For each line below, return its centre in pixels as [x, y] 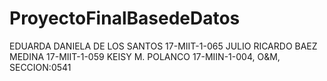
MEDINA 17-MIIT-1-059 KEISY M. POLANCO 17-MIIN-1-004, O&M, [145, 56]
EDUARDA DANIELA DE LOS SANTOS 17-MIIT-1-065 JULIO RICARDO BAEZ [163, 46]
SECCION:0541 [40, 67]
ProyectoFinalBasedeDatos [125, 18]
